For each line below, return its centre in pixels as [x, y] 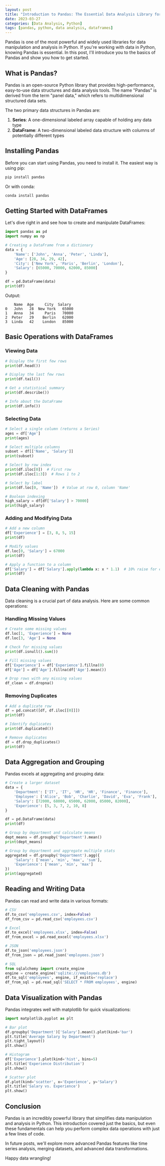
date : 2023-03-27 [23, 19]
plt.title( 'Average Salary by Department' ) [50, 1036]
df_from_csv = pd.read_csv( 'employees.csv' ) [51, 919]
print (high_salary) [25, 506]
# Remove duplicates [26, 737]
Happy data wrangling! [28, 1158]
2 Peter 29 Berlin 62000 [39, 317]
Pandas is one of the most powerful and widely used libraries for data [75, 42]
